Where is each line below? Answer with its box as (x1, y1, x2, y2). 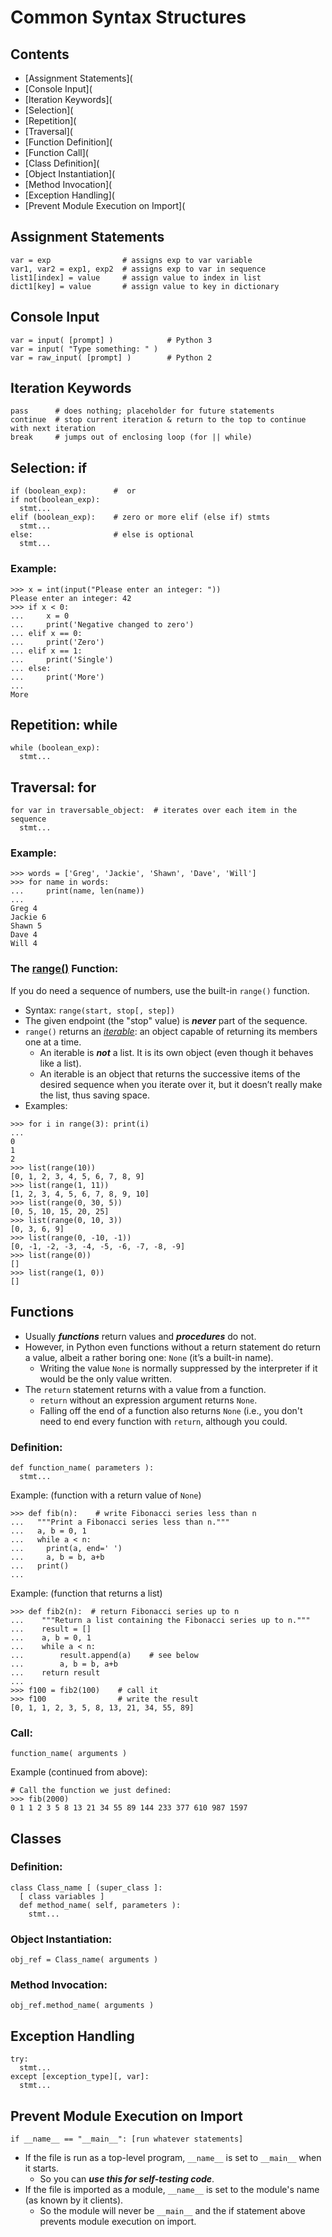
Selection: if (10, 459, 88, 476)
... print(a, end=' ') (10, 1543, 123, 1553)
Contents (10, 46, 70, 63)
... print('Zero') (10, 637, 105, 647)
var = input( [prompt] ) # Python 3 (10, 335, 213, 345)
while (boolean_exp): (10, 743, 101, 753)
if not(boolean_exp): (10, 495, 101, 505)
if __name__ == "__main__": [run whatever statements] (10, 2134, 244, 2145)
